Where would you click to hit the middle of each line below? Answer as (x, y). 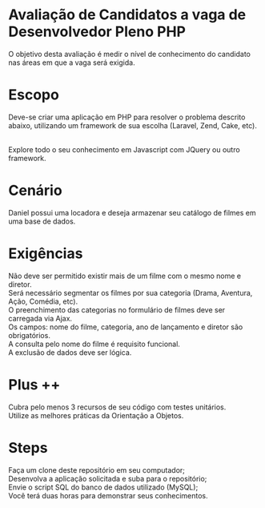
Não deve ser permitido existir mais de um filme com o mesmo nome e (125, 276)
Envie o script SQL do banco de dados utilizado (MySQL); (103, 487)
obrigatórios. (29, 335)
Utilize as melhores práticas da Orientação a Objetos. (96, 415)
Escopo (34, 95)
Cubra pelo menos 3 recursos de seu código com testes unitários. (117, 407)
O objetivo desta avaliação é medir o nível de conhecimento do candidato (129, 54)
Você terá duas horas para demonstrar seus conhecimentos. (108, 495)
